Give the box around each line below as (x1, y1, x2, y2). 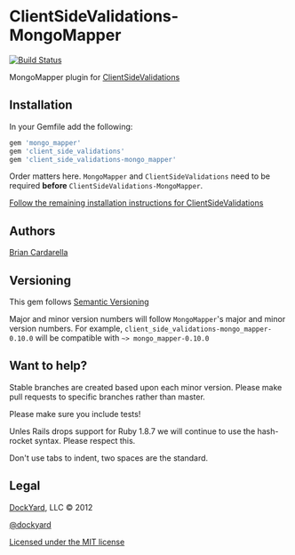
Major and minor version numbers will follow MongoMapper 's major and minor (9, 314, 286, 324)
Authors (9, 223, 56, 238)
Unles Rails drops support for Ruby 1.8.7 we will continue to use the (9, 425, 256, 437)
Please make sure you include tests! (9, 408, 141, 419)
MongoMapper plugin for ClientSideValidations (9, 71, 180, 82)
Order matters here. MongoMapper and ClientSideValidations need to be (9, 171, 271, 181)
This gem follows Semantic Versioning (9, 296, 149, 307)
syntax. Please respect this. (34, 435, 136, 446)
